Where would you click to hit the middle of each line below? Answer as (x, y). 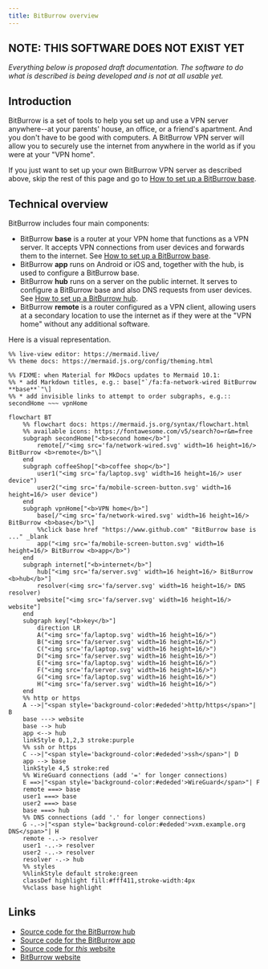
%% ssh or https (50, 748)
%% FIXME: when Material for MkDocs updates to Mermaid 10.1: (114, 375)
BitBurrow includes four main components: (79, 223)
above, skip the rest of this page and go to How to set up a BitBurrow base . (132, 179)
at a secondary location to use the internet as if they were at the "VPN (136, 316)
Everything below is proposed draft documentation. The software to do (126, 67)
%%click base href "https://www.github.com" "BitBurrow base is (147, 530)
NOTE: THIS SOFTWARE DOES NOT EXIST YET (126, 49)
